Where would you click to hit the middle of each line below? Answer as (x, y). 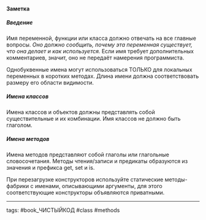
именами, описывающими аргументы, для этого (98, 186)
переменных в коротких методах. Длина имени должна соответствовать (103, 76)
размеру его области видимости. (50, 82)
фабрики (18, 186)
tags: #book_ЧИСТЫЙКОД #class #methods (63, 210)
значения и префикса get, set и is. (51, 167)
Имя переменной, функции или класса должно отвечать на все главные (101, 38)
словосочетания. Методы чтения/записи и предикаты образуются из (97, 161)
